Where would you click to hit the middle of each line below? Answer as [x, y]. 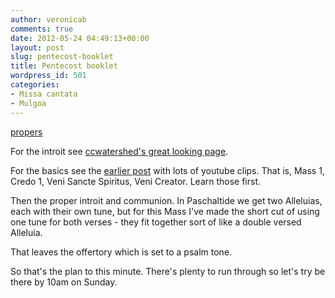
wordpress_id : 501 [48, 76]
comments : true [42, 29]
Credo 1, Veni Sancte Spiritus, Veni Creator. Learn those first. [136, 181]
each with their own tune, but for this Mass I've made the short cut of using [165, 211]
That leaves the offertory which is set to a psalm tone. [121, 252]
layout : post [37, 47]
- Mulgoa [28, 103]
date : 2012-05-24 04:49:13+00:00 [80, 38]
